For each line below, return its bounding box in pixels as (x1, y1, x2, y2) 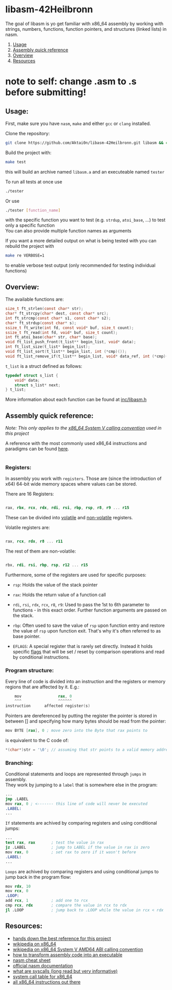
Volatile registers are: (5, 524, 50, 531)
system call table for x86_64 (12, 973, 73, 979)
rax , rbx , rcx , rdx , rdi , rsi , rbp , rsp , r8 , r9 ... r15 (5, 505, 130, 511)
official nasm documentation (12, 962, 73, 968)
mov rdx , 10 (5, 883, 31, 889)
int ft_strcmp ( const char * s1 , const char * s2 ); (5, 315, 111, 321)
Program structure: (5, 667, 54, 674)
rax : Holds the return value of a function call (12, 592, 106, 598)
